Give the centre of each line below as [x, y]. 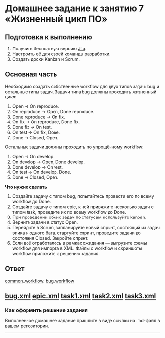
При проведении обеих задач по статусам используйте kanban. [79, 217]
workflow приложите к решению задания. [56, 253]
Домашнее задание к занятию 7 [75, 9]
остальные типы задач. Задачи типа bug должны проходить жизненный [81, 92]
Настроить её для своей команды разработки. [61, 54]
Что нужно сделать [26, 187]
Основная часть [31, 75]
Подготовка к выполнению [49, 37]
